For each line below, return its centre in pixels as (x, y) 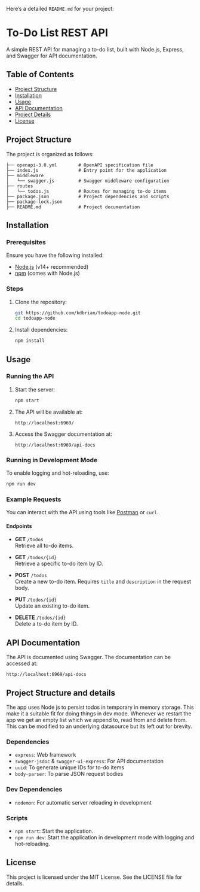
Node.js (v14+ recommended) (52, 267)
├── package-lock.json (34, 202)
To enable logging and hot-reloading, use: (58, 473)
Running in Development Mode (52, 460)
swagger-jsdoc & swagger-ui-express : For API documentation (89, 761)
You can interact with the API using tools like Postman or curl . (82, 512)
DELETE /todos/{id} (40, 618)
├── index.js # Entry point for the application (87, 170)
